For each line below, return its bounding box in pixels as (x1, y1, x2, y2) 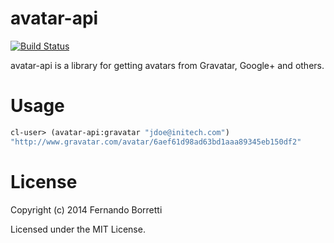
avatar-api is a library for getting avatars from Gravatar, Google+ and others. (10, 59, 325, 71)
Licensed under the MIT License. (10, 223, 146, 235)
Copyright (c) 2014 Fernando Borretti (10, 203, 163, 216)
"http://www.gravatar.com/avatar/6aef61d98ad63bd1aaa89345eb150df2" (10, 137, 302, 147)
